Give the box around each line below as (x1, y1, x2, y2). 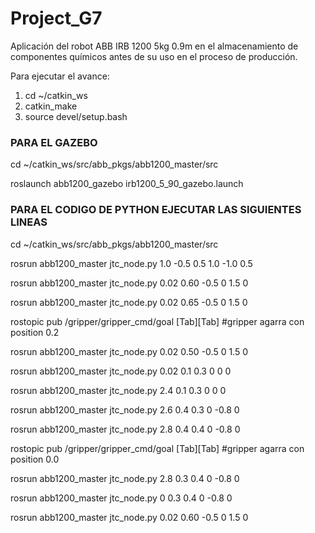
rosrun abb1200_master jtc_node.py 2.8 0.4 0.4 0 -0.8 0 (10, 423, 241, 435)
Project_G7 (10, 7, 103, 30)
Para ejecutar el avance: (10, 70, 110, 82)
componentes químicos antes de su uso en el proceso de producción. (10, 50, 298, 62)
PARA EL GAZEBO (10, 135, 98, 149)
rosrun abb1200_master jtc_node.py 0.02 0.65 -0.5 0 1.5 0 (10, 296, 248, 308)
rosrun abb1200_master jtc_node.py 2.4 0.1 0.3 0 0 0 (10, 384, 227, 396)
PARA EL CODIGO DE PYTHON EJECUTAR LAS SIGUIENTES (10, 203, 302, 217)
